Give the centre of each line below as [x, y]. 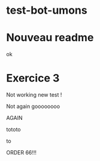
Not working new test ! [34, 95]
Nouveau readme [50, 38]
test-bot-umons [47, 10]
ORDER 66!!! [22, 153]
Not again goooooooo [33, 106]
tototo [13, 129]
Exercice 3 [33, 78]
